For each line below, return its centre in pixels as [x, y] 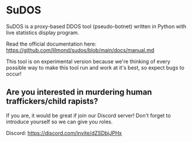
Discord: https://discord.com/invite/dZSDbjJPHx [64, 133]
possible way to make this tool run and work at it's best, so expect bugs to [95, 67]
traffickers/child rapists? [52, 101]
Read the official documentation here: [51, 44]
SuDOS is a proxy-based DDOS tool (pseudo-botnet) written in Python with [96, 26]
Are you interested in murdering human [79, 92]
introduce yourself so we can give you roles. [59, 122]
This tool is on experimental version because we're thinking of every [88, 61]
